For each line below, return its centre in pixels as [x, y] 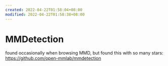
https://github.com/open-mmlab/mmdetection [53, 58]
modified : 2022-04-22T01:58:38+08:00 [45, 14]
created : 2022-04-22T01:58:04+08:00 [44, 10]
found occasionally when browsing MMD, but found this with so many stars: [84, 53]
